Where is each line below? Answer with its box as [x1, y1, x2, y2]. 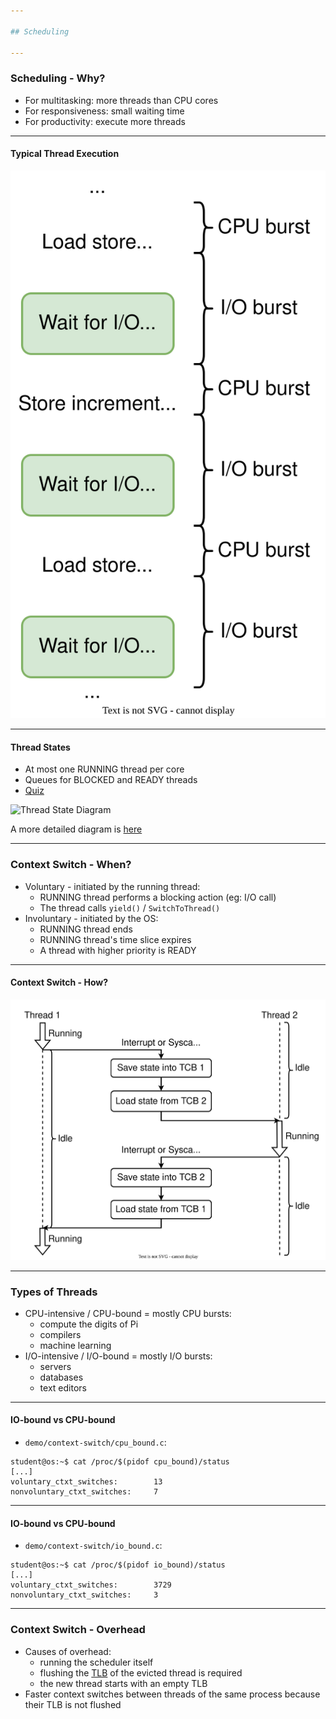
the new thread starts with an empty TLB [39, 1677, 208, 1689]
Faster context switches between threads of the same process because [24, 1688, 321, 1700]
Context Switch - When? [10, 858, 132, 872]
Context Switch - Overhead [10, 1623, 146, 1637]
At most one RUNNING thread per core [24, 763, 185, 775]
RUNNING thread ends [39, 923, 133, 935]
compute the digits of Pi [39, 1318, 139, 1330]
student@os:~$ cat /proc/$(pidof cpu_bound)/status [10, 1457, 230, 1467]
